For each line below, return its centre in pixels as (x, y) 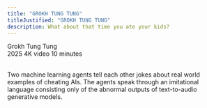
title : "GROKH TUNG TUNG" (45, 14)
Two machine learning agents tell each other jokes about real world (104, 75)
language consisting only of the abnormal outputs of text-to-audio (102, 90)
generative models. (35, 97)
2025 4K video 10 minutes (45, 54)
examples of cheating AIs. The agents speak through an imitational (103, 82)
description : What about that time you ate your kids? (89, 26)
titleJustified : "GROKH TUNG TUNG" (59, 20)
